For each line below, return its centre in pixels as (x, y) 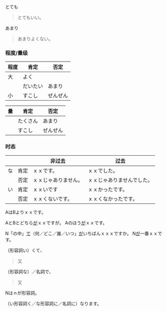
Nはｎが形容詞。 (22, 293)
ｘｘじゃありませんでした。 (120, 180)
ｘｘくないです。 (53, 199)
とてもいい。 (31, 18)
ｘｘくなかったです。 (113, 199)
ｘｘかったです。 (108, 189)
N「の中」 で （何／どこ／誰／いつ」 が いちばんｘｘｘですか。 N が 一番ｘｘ (81, 233)
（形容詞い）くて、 (25, 250)
